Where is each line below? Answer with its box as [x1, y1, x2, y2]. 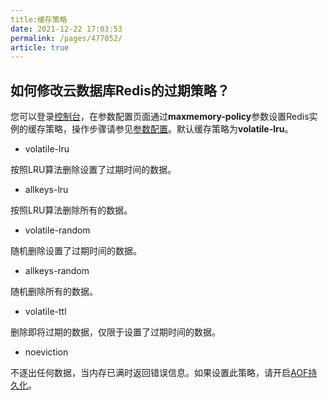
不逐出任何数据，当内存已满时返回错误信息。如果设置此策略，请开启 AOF [10, 367, 309, 379]
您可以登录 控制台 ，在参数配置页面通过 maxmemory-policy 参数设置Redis [10, 111, 310, 123]
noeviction [24, 346, 69, 358]
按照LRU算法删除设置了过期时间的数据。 [10, 164, 177, 176]
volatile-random [24, 224, 91, 236]
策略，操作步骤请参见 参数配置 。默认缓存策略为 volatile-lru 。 [44, 123, 294, 135]
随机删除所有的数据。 [10, 286, 98, 298]
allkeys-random [24, 265, 90, 277]
